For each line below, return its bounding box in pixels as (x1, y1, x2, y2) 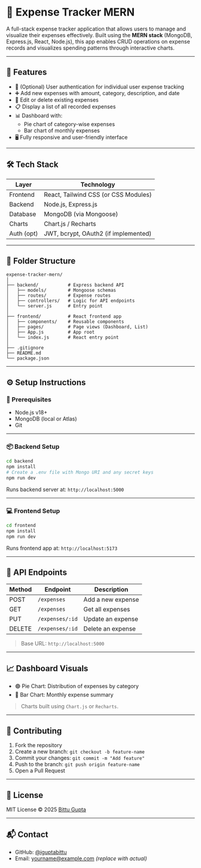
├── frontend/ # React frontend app (6, 313, 121, 319)
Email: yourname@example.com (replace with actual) (14, 855, 148, 862)
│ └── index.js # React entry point (6, 334, 119, 340)
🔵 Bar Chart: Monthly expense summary (14, 691, 114, 699)
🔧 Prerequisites (6, 395, 52, 403)
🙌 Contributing (6, 726, 62, 736)
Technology (80, 180, 115, 188)
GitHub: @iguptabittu (14, 848, 67, 855)
